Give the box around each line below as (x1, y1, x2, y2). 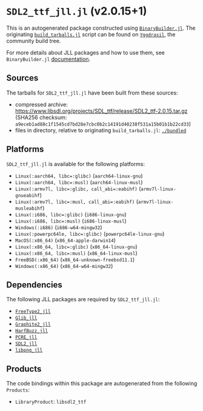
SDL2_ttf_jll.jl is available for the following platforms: (6, 160, 145, 167)
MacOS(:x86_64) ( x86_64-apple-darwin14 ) (15, 236, 116, 244)
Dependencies (6, 279, 62, 290)
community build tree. (6, 37, 61, 44)
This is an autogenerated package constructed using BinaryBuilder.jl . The (6, 24, 196, 32)
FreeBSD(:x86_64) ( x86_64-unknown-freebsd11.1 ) (15, 256, 135, 263)
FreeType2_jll (15, 309, 51, 315)
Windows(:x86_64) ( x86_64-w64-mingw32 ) (15, 262, 113, 269)
